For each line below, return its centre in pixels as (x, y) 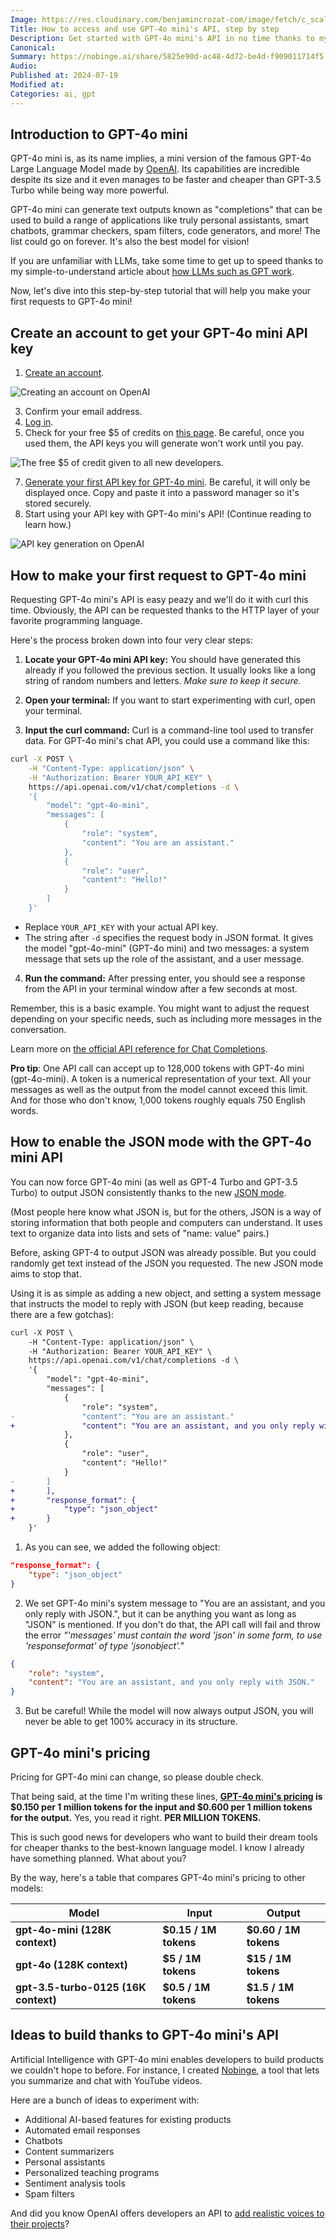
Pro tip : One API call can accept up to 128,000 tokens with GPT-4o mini (157, 1068)
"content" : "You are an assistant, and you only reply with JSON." (171, 1682)
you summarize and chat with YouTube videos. (106, 2080)
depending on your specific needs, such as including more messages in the (166, 1018)
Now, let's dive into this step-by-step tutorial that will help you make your (161, 291)
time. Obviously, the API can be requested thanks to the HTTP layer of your (165, 610)
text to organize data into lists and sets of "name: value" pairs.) (140, 1233)
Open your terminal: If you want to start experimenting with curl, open (170, 700)
